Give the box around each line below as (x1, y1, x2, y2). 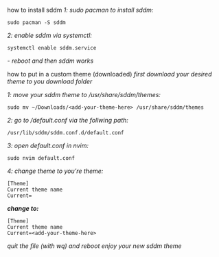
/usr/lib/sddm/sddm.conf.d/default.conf (7, 130, 125, 136)
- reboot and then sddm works (7, 56, 94, 65)
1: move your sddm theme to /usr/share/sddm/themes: (7, 91, 161, 99)
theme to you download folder (7, 77, 93, 85)
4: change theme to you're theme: (7, 167, 104, 175)
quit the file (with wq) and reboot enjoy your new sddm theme (7, 242, 182, 250)
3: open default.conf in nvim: (7, 141, 89, 150)
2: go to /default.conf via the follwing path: (7, 116, 129, 124)
